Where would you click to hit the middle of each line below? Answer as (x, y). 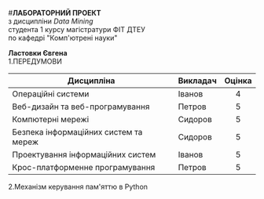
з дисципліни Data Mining (51, 21)
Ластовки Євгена (38, 53)
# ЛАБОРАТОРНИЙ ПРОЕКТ (55, 13)
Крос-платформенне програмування (84, 167)
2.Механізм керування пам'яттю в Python (78, 186)
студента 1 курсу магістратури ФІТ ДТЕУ (77, 29)
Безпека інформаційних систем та (77, 132)
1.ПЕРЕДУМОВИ (35, 61)
